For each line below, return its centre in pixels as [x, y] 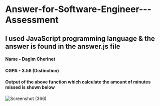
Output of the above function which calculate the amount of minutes [78, 82]
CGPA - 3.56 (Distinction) [32, 70]
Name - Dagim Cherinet [30, 59]
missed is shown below [30, 87]
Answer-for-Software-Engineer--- [78, 9]
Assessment [32, 20]
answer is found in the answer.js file [63, 46]
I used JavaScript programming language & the [80, 38]
